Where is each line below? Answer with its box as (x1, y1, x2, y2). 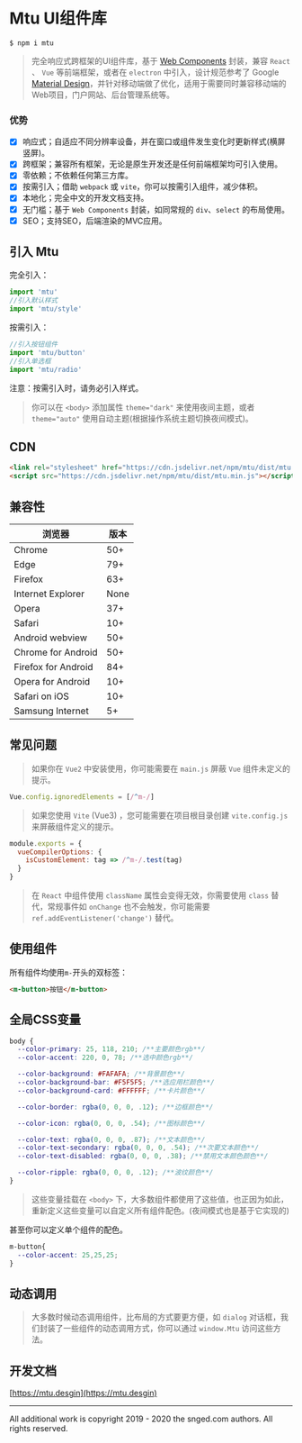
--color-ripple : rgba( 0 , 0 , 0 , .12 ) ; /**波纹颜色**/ (17, 1168, 214, 1177)
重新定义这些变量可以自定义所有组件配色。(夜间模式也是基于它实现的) (31, 1204, 290, 1216)
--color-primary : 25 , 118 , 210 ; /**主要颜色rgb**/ (17, 1045, 206, 1054)
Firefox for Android (13, 660, 93, 673)
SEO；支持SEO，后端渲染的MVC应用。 (22, 215, 168, 226)
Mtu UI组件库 (9, 8, 108, 29)
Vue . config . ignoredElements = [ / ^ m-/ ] (9, 792, 155, 802)
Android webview (13, 631, 88, 644)
